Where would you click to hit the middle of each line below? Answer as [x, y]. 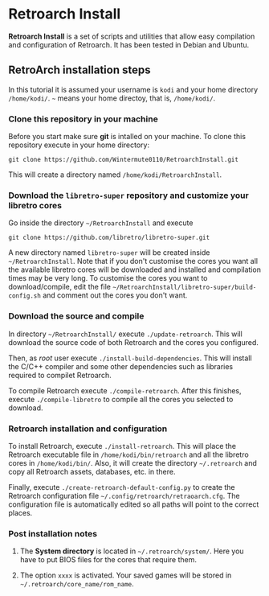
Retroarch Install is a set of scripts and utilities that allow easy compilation [132, 36]
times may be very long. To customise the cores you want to [108, 278]
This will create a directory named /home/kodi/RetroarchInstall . [115, 175]
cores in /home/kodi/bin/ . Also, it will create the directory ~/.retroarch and [132, 462]
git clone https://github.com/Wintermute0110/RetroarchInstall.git [124, 160]
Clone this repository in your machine [83, 119]
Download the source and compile [76, 316]
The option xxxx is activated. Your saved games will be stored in [126, 575]
